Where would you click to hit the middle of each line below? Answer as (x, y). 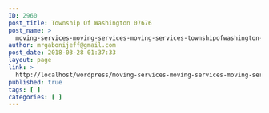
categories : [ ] (35, 97)
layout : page (30, 60)
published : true (35, 82)
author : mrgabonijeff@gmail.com (62, 45)
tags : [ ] (25, 90)
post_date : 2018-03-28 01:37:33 (62, 53)
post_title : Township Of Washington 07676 (80, 23)
